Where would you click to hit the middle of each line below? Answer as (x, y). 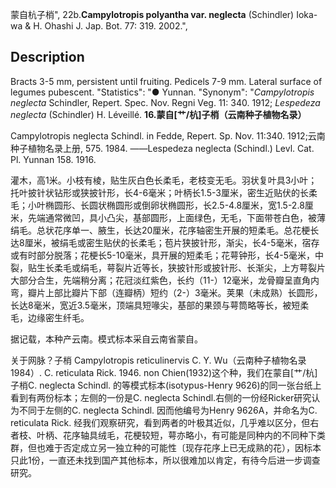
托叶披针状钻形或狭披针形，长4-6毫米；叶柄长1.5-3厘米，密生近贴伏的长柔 (164, 192)
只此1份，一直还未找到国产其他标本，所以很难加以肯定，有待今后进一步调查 (165, 460)
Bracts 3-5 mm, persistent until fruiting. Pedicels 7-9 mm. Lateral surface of (166, 81)
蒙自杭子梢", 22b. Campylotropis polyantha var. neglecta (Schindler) (152, 14)
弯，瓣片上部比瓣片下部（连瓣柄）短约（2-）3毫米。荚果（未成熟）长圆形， (166, 292)
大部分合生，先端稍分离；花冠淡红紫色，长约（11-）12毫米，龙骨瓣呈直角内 (165, 280)
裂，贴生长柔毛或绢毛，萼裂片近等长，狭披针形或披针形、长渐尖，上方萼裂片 (168, 267)
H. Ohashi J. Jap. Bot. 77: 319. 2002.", (110, 26)
